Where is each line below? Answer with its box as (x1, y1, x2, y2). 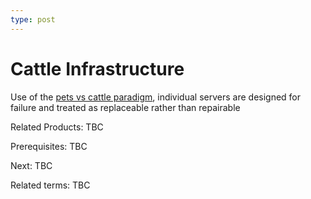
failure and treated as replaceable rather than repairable (10, 101, 241, 113)
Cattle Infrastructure (10, 57, 185, 80)
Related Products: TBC (10, 121, 104, 133)
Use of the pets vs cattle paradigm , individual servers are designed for (10, 91, 302, 103)
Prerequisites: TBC (10, 140, 88, 152)
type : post (10, 14, 56, 25)
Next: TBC (10, 159, 53, 171)
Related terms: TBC (10, 179, 91, 191)
